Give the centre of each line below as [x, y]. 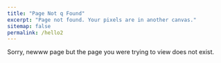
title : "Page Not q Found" [46, 13]
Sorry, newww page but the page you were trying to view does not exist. [111, 52]
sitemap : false [29, 26]
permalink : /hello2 [35, 33]
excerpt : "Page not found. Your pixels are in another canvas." [102, 20]
